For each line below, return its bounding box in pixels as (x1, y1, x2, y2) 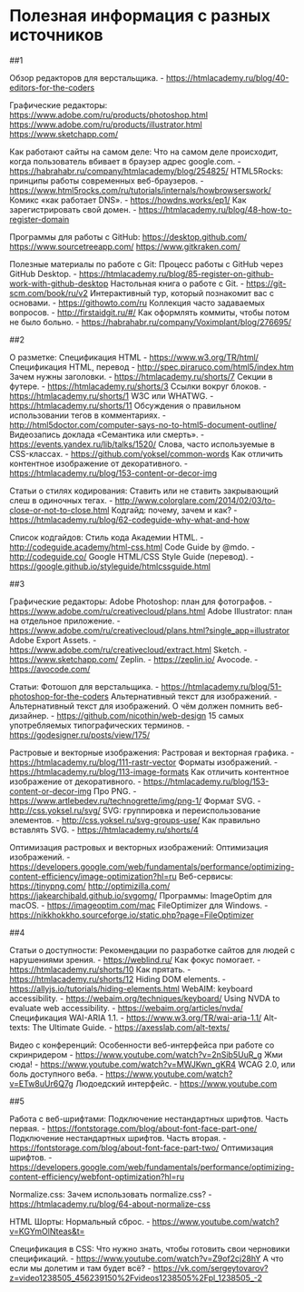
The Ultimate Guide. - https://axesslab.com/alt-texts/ (32, 1021, 230, 1032)
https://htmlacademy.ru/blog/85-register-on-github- (78, 268, 274, 279)
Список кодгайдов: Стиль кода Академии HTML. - (9, 532, 204, 542)
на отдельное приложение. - (9, 615, 121, 626)
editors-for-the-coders (9, 82, 95, 93)
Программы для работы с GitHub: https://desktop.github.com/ (9, 231, 248, 242)
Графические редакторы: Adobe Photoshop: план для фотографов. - (9, 596, 273, 607)
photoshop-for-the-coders (9, 691, 109, 701)
